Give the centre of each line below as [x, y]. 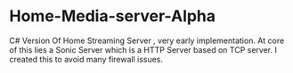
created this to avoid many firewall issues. [86, 59]
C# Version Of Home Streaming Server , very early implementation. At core [147, 40]
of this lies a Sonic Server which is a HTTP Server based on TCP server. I [143, 49]
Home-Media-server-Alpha [113, 16]
